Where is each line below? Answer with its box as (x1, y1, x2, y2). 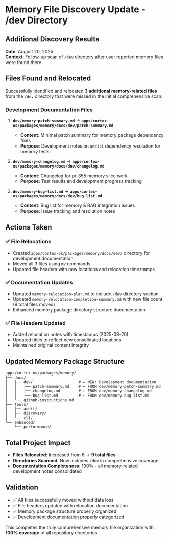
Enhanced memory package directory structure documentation (12, 307, 146, 313)
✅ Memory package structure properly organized (12, 508, 116, 514)
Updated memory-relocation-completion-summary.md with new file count (12, 296, 163, 302)
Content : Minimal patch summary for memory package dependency (20, 132, 164, 138)
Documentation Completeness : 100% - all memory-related (12, 463, 138, 469)
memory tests (20, 149, 50, 155)
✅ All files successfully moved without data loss (12, 496, 114, 503)
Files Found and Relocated (5, 74, 91, 83)
